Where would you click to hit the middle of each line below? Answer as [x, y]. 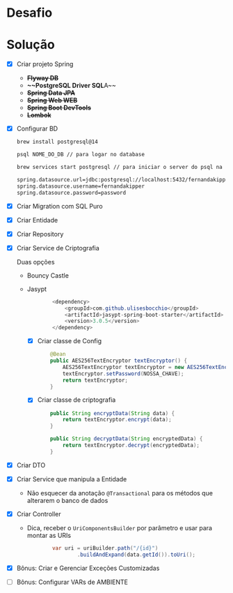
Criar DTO [31, 465]
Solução [31, 45]
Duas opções [35, 262]
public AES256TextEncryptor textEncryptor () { [119, 361]
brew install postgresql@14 [57, 142]
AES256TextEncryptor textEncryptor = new [123, 367]
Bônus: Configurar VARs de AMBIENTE [72, 582]
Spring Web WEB [52, 100]
